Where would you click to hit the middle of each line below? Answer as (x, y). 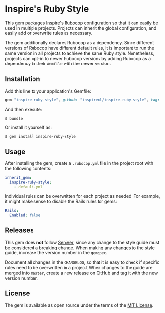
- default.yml (28, 187)
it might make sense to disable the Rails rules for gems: (61, 202)
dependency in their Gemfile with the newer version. (58, 63)
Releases (19, 231)
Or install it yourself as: (28, 127)
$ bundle (14, 118)
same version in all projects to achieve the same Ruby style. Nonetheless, (80, 53)
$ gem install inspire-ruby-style (41, 136)
